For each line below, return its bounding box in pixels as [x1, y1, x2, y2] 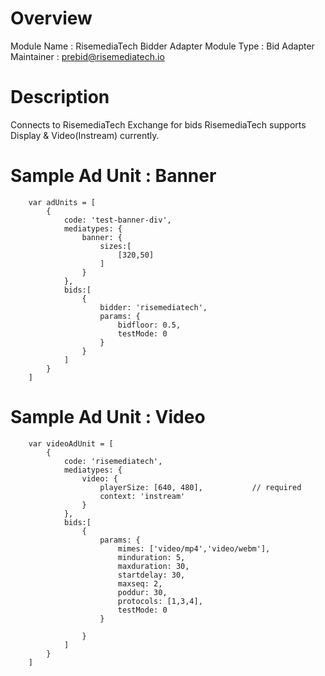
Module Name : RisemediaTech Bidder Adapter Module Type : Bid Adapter [10, 40, 315, 52]
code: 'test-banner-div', [63, 215, 172, 225]
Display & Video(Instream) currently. [10, 129, 160, 141]
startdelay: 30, [117, 570, 186, 580]
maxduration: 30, [117, 561, 190, 571]
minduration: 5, [117, 552, 186, 562]
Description [10, 86, 110, 109]
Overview [10, 7, 93, 30]
